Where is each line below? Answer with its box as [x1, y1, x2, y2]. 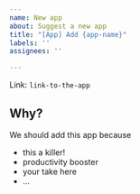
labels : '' [9, 38, 51, 48]
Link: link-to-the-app [9, 79, 90, 90]
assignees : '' [9, 47, 63, 56]
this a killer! [22, 146, 66, 158]
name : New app [9, 13, 63, 23]
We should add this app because [9, 129, 132, 140]
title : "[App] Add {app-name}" [9, 30, 127, 39]
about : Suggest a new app [9, 22, 107, 31]
